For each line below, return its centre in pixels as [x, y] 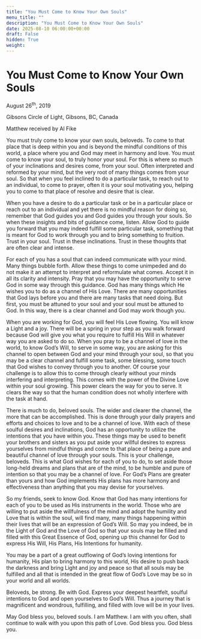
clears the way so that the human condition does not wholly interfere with [97, 393]
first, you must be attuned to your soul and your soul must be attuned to [95, 304]
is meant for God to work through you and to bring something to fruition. [95, 235]
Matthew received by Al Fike [41, 129]
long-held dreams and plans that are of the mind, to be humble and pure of [99, 468]
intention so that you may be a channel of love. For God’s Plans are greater [98, 474]
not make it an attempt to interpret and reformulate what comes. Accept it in [100, 272]
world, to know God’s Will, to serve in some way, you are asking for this [94, 348]
